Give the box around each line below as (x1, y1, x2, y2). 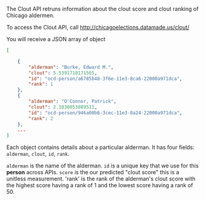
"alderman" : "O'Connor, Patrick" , (28, 98, 117, 104)
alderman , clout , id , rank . (6, 150, 70, 158)
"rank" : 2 (28, 115, 53, 121)
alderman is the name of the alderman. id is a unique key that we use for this (6, 162, 199, 169)
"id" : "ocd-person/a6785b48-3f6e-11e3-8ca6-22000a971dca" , (28, 75, 183, 82)
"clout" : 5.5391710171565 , (28, 70, 98, 76)
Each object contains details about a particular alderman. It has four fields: (6, 144, 195, 151)
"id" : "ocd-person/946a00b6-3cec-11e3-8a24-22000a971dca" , (28, 110, 183, 116)
